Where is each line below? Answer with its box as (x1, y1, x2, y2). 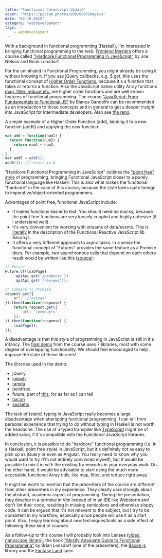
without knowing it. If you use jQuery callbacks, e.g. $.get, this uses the (5, 73, 148, 79)
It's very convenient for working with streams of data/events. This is (12, 224, 149, 230)
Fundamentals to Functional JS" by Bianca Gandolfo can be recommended (5, 99, 155, 105)
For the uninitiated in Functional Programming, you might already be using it (5, 68, 157, 73)
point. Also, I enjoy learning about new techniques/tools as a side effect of (5, 518, 154, 523)
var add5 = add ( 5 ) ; (5, 156, 45, 161)
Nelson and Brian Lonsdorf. (5, 59, 60, 64)
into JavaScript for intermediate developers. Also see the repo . (5, 109, 131, 115)
